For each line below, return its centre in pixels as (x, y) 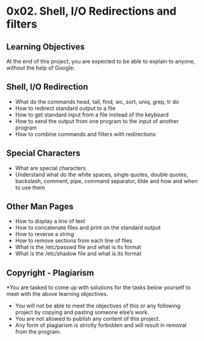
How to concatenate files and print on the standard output (88, 228)
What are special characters (51, 168)
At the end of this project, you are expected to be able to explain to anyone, (101, 61)
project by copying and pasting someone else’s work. (82, 312)
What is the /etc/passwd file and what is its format (78, 247)
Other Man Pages (40, 206)
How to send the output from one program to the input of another (97, 121)
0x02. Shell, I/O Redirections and (91, 11)
